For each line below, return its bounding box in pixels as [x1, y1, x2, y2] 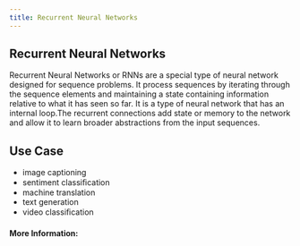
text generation [21, 197, 79, 208]
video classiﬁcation [21, 207, 94, 217]
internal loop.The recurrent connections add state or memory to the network [9, 108, 291, 119]
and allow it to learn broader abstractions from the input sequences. [9, 117, 261, 128]
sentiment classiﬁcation [21, 177, 110, 188]
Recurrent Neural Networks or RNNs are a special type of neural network [9, 70, 279, 81]
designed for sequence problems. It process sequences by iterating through [9, 80, 291, 90]
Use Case [9, 143, 64, 158]
